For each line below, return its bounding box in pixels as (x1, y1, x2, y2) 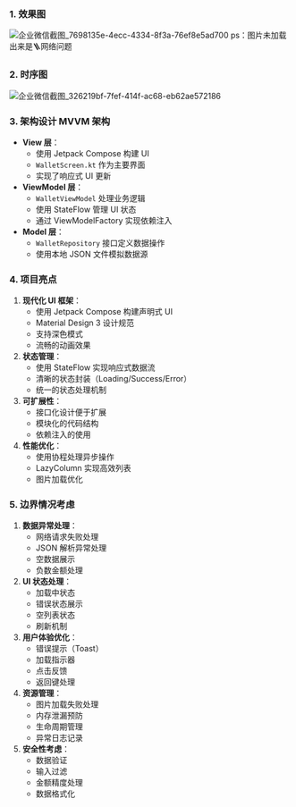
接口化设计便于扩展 (35, 407, 107, 417)
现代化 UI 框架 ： (21, 295, 82, 306)
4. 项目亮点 (9, 273, 57, 285)
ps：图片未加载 (230, 29, 287, 41)
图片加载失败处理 (35, 699, 99, 710)
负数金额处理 (35, 565, 83, 576)
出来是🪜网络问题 (9, 41, 72, 52)
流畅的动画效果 (35, 340, 91, 350)
